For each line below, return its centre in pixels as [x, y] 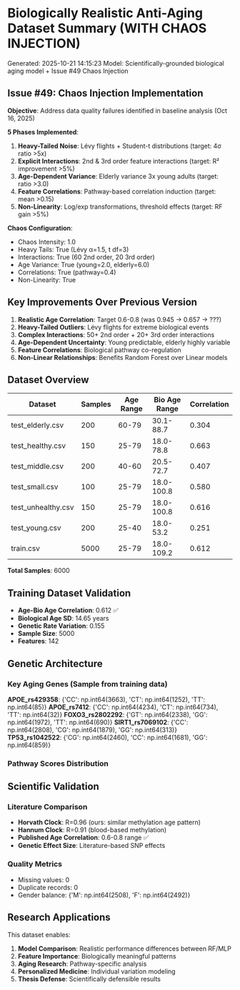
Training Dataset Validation [69, 593]
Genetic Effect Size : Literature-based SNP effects [91, 846]
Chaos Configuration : [40, 228]
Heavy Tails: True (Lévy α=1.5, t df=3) [73, 249]
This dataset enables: [39, 934]
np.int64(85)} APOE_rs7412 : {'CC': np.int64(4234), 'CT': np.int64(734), [113, 707]
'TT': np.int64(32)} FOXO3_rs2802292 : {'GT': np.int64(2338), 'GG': [108, 714]
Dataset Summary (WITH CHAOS [107, 28]
